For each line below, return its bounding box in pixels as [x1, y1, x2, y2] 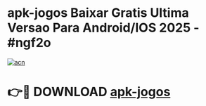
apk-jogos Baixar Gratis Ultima [7, 5, 189, 21]
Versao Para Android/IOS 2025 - [7, 20, 200, 36]
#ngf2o [7, 35, 51, 51]
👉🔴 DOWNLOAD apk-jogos [7, 84, 171, 100]
